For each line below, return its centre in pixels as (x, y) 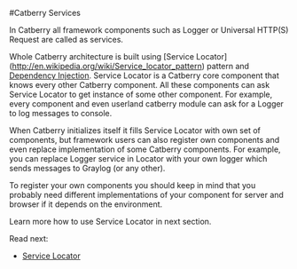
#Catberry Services (45, 13)
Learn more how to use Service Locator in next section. (110, 222)
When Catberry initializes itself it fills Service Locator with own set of (135, 131)
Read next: (29, 238)
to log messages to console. (61, 113)
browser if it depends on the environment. (86, 204)
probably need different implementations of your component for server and (146, 195)
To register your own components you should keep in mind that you (133, 185)
